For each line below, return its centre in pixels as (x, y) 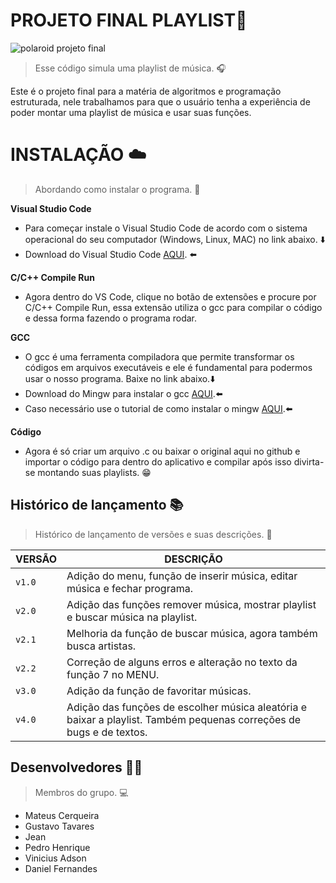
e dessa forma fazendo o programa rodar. (111, 318)
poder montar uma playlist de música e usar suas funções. (131, 112)
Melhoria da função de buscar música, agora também (192, 633)
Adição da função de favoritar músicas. (159, 691)
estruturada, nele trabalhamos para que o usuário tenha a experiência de (160, 101)
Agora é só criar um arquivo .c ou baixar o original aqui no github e (162, 451)
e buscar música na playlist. (132, 617)
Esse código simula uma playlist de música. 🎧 (130, 68)
